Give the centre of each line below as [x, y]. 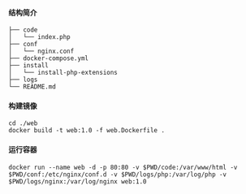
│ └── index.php [39, 37]
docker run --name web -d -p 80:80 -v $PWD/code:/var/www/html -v [123, 167]
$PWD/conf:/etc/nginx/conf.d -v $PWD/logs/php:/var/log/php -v [118, 175]
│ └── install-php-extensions [63, 73]
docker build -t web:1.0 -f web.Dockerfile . [86, 131]
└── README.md [32, 87]
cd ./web [23, 123]
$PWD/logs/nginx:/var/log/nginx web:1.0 [78, 181]
